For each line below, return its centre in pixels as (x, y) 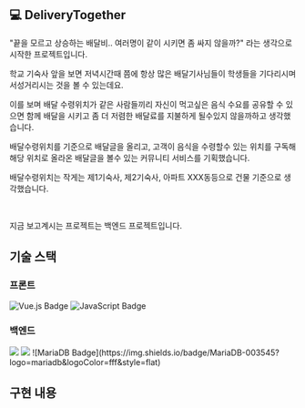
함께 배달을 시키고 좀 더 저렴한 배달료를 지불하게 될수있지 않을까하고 (146, 116)
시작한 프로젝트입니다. (49, 54)
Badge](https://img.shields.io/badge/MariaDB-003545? (175, 352)
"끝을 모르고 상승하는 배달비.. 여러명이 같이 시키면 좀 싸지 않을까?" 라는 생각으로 (151, 43)
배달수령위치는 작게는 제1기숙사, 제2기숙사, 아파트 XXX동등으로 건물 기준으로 (146, 177)
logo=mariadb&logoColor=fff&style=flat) (85, 362)
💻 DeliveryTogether (68, 15)
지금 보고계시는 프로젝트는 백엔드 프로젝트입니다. (96, 225)
